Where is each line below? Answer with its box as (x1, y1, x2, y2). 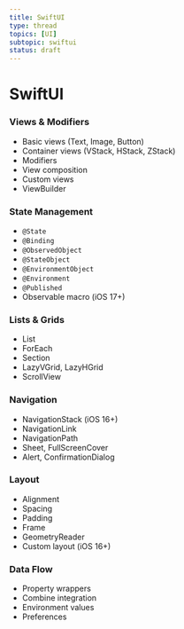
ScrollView (21, 372, 62, 382)
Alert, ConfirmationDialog (21, 452, 115, 462)
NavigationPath (21, 432, 79, 444)
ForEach (21, 343, 53, 354)
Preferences (21, 611, 67, 622)
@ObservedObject (21, 246, 82, 255)
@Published (21, 283, 63, 293)
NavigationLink (21, 423, 77, 434)
